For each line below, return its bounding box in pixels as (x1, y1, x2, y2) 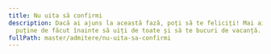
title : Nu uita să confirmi (8, 11, 103, 20)
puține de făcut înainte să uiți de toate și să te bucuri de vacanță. (15, 26, 262, 34)
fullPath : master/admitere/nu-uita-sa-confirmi (8, 33, 172, 42)
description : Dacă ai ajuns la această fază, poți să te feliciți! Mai (8, 19, 254, 27)
